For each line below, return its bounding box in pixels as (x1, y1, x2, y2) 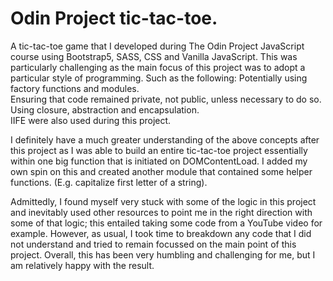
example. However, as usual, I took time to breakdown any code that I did (10, 227, 312, 239)
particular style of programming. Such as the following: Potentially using (10, 72, 308, 84)
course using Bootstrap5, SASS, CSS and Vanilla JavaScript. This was (10, 50, 298, 62)
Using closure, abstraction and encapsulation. (10, 103, 200, 116)
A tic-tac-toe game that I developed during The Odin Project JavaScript (10, 40, 305, 52)
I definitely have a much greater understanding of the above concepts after (10, 133, 320, 146)
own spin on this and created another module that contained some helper (10, 165, 313, 177)
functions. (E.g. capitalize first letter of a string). (10, 176, 208, 188)
